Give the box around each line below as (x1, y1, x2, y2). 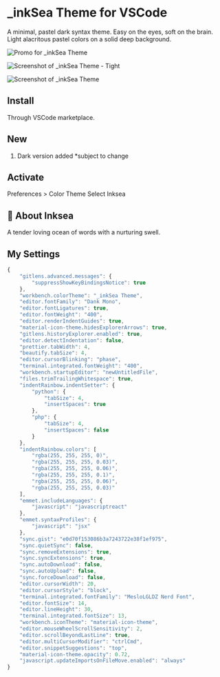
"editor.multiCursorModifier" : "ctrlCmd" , (19, 638, 143, 645)
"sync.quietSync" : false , (19, 542, 94, 549)
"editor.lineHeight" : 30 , (19, 606, 94, 613)
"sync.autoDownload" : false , (19, 561, 103, 568)
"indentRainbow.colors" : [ (19, 446, 97, 453)
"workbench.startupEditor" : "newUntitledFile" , (19, 369, 158, 376)
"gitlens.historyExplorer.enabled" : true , (19, 330, 143, 337)
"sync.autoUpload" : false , (19, 567, 97, 575)
